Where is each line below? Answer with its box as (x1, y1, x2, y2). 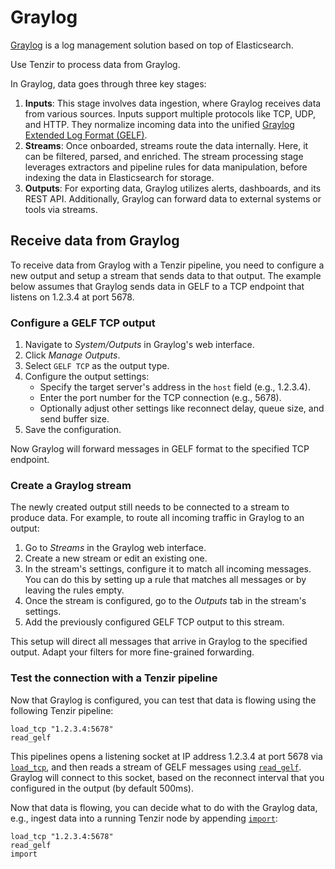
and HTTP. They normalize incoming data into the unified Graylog (24, 118, 295, 130)
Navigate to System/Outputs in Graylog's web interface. (24, 339, 255, 351)
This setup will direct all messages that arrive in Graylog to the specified (10, 636, 308, 648)
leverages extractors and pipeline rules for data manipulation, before (24, 161, 308, 173)
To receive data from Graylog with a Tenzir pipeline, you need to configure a (10, 259, 325, 271)
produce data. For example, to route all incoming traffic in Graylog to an (10, 512, 305, 524)
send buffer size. (39, 413, 110, 425)
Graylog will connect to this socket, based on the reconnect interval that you (10, 771, 325, 783)
